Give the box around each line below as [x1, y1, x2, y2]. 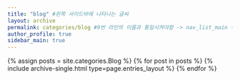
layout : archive [7, 17, 56, 24]
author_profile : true [7, 30, 72, 38]
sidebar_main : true [7, 37, 66, 44]
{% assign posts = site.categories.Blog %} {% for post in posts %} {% [7, 56, 214, 65]
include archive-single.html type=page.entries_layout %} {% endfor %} [7, 64, 217, 73]
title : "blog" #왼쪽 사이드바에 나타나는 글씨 [7, 10, 129, 18]
